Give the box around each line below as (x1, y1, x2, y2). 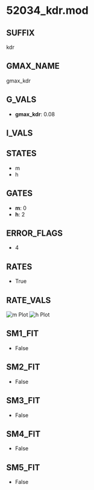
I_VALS (6, 128, 33, 139)
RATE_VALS (6, 295, 51, 305)
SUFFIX (6, 28, 35, 38)
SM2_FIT (6, 362, 40, 372)
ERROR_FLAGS (6, 228, 63, 239)
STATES (6, 148, 37, 159)
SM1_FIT (6, 328, 39, 339)
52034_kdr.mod (6, 4, 89, 17)
